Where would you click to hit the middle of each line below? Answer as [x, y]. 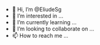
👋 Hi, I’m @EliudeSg [37, 9]
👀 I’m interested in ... [38, 16]
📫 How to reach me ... [40, 36]
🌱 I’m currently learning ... [44, 22]
